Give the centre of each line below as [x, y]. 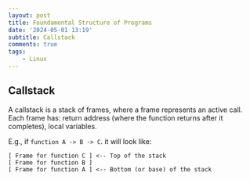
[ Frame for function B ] [50, 162]
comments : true [33, 45]
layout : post [29, 15]
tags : [17, 52]
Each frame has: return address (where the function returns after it [116, 117]
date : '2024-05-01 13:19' [50, 30]
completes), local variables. [53, 126]
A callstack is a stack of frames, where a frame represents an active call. [125, 110]
